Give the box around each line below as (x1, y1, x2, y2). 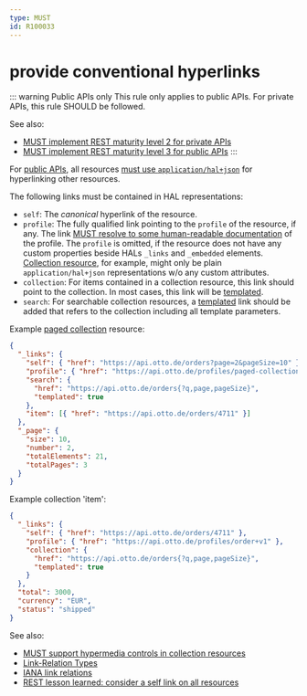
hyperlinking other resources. (9, 174, 121, 185)
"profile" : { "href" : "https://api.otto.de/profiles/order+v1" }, (26, 536, 284, 546)
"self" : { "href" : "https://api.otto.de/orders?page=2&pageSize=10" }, (26, 358, 304, 368)
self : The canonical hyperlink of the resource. (22, 209, 198, 220)
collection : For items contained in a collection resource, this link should (22, 277, 295, 288)
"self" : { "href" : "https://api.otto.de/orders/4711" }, (26, 529, 248, 538)
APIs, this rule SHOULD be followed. (9, 101, 146, 112)
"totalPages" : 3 (26, 460, 89, 469)
